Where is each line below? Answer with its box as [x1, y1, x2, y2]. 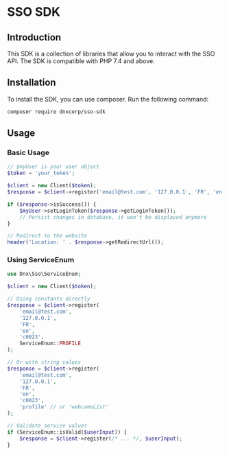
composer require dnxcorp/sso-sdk [7, 108, 106, 115]
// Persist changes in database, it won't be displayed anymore [19, 213, 207, 220]
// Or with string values [7, 359, 81, 366]
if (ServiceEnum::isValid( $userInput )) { [7, 428, 128, 436]
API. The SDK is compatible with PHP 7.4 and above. [7, 57, 156, 65]
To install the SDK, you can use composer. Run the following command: [7, 95, 209, 103]
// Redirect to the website [7, 233, 88, 240]
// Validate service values [7, 422, 88, 429]
